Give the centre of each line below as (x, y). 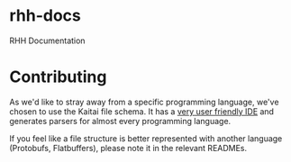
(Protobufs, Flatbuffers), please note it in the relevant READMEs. (128, 148)
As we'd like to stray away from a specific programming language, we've (144, 102)
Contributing (58, 77)
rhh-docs (45, 16)
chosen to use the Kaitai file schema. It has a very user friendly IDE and (142, 111)
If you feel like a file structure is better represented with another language (146, 138)
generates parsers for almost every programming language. (120, 121)
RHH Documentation (47, 40)
